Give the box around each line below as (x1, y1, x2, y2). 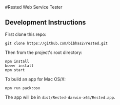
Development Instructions (5, 18, 86, 26)
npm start (5, 67, 25, 73)
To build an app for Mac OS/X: (5, 76, 66, 82)
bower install (5, 63, 34, 68)
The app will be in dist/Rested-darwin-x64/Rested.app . (5, 94, 116, 100)
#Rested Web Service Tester (5, 4, 62, 10)
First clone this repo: (5, 31, 46, 37)
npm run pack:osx (5, 85, 40, 90)
